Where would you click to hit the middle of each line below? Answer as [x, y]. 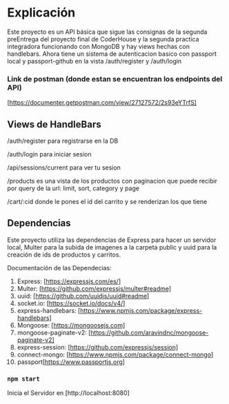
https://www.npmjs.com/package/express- [141, 310]
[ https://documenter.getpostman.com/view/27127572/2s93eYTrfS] [102, 103]
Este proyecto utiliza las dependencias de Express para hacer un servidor [112, 240]
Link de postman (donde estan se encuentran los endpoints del [115, 79]
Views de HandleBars [54, 124]
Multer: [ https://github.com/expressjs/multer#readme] [94, 288]
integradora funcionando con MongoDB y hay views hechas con [99, 46]
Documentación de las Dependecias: [59, 267]
